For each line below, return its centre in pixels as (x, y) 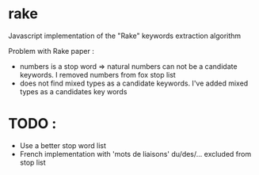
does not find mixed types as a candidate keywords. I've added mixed (134, 83)
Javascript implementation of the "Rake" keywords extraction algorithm (125, 36)
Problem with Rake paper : (51, 51)
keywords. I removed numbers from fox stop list (97, 74)
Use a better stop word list (63, 145)
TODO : (32, 124)
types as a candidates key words (73, 91)
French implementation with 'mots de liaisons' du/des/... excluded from (135, 154)
